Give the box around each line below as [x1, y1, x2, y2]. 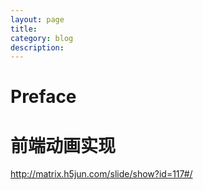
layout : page [10, 14, 65, 25]
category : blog [10, 33, 74, 43]
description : [10, 42, 65, 53]
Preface [10, 86, 77, 108]
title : [10, 24, 38, 34]
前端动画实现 [10, 134, 117, 157]
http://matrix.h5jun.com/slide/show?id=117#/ [10, 168, 193, 180]
